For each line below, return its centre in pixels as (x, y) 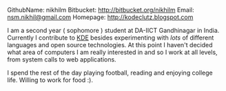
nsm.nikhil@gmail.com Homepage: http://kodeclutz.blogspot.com (100, 17)
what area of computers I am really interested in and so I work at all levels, (113, 52)
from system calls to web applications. (62, 60)
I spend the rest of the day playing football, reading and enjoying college (110, 73)
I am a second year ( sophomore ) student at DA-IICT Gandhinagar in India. (113, 30)
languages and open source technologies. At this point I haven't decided (110, 45)
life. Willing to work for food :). (50, 80)
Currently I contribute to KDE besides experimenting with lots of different (111, 38)
